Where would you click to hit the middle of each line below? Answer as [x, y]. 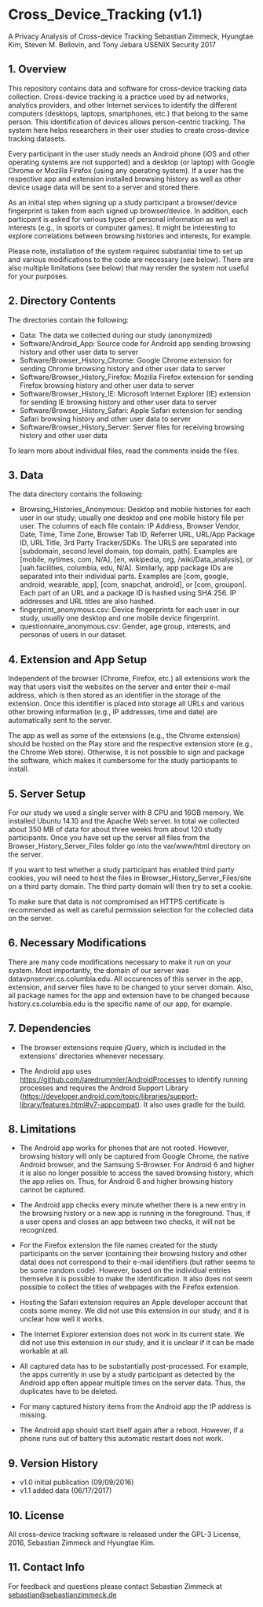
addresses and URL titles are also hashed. [88, 601]
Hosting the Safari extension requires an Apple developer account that [133, 1303]
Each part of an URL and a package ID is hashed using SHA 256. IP [128, 593]
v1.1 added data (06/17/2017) [66, 1491]
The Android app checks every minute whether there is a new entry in [132, 1205]
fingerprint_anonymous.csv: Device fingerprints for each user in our [129, 610]
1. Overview [37, 70]
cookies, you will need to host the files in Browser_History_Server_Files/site [130, 878]
